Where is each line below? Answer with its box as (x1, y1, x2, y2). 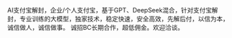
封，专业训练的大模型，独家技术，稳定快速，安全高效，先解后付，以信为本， (7, 15, 229, 23)
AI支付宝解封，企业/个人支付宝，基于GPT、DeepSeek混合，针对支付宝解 (7, 6, 218, 14)
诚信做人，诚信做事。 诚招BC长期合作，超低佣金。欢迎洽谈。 (7, 23, 184, 31)
